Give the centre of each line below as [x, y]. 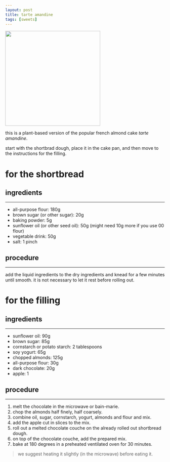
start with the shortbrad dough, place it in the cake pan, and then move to [82, 148]
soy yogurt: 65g [29, 352]
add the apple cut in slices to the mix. [52, 423]
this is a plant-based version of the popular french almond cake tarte [77, 133]
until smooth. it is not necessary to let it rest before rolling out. [70, 280]
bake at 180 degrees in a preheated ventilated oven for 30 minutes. [82, 444]
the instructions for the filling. [36, 154]
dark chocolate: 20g [34, 368]
